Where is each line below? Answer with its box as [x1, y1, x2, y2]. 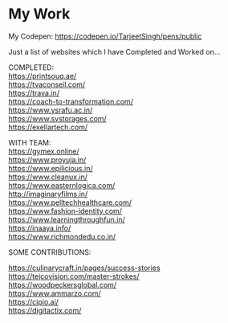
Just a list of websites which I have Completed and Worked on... [8, 47, 221, 56]
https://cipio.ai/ [8, 296, 59, 306]
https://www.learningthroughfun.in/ [8, 215, 126, 224]
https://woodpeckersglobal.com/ [8, 280, 117, 289]
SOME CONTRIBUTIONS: [8, 247, 92, 257]
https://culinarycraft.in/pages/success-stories [8, 263, 161, 272]
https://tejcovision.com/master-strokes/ [8, 271, 140, 281]
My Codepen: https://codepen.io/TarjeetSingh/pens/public [8, 31, 202, 41]
